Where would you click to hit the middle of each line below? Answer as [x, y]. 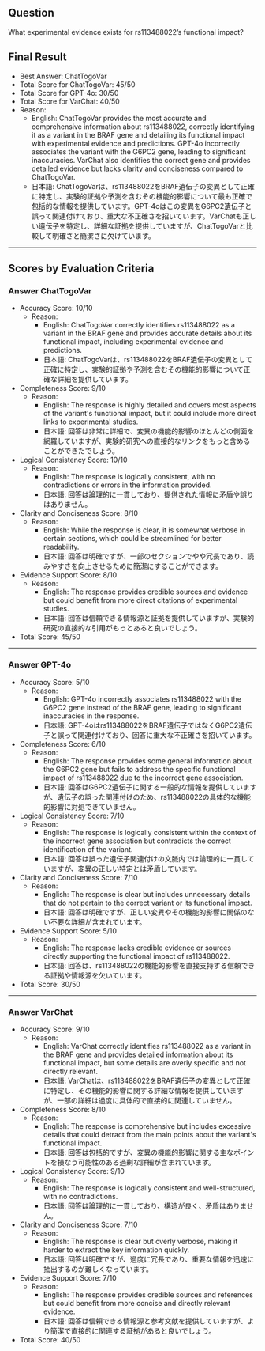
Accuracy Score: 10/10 [56, 308]
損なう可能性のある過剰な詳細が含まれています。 [136, 1162]
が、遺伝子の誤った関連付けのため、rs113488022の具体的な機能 [147, 797]
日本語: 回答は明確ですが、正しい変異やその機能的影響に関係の [146, 912]
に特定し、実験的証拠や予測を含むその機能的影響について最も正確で [142, 196]
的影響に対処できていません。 [91, 807]
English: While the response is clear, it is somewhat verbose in [144, 530]
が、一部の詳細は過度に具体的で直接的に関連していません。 [140, 1100]
